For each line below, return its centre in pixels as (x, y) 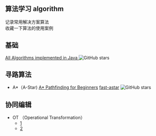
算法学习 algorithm (34, 9)
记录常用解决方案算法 (27, 22)
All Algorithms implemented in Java (42, 58)
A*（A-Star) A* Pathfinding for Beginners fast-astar (66, 87)
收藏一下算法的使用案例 (29, 28)
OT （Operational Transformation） (49, 118)
